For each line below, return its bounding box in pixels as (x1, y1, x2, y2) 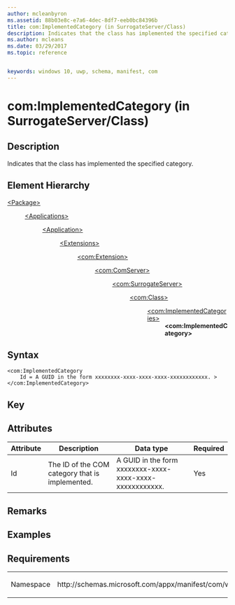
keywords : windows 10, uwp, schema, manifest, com (7, 68, 158, 75)
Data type (134, 443, 169, 453)
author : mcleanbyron (7, 10, 68, 17)
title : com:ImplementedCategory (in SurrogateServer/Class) (7, 23, 187, 30)
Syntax (7, 349, 39, 361)
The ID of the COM (48, 460, 110, 469)
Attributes (7, 422, 52, 434)
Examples (7, 529, 51, 541)
